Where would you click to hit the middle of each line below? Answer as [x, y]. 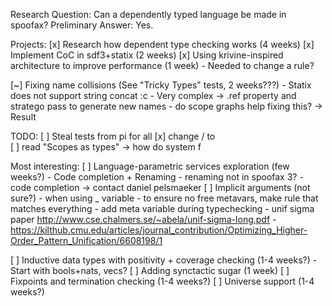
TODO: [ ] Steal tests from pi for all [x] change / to [113, 136]
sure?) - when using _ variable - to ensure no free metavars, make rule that [164, 198]
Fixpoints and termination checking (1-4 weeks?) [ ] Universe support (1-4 [162, 281]
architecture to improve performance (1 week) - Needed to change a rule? [162, 65]
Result [23, 117]
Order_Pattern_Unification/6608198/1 [86, 240]
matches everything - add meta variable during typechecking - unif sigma [162, 208]
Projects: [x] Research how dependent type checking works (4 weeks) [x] [162, 44]
